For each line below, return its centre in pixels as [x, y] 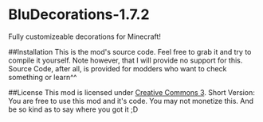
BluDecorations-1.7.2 [79, 15]
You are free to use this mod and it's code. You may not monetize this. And [131, 101]
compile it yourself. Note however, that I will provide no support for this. [126, 60]
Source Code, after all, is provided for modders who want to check [118, 68]
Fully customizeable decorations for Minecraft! [85, 36]
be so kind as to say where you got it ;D [73, 109]
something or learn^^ [43, 77]
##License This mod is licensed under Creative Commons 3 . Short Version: [131, 92]
